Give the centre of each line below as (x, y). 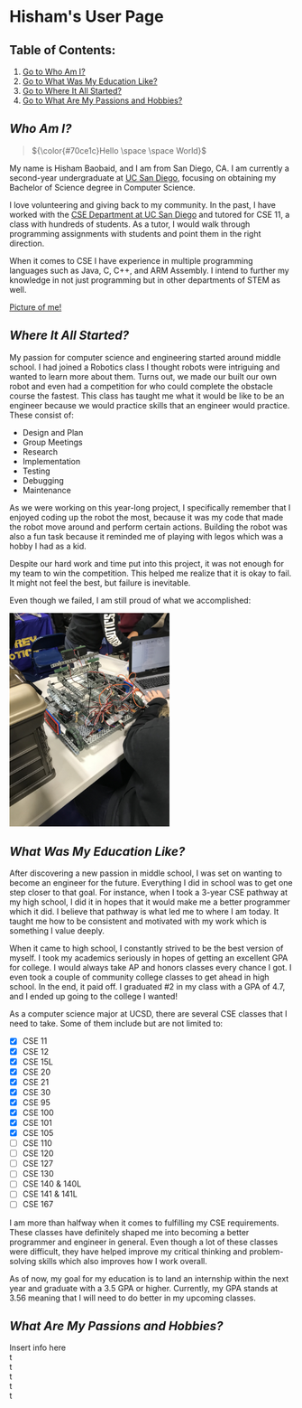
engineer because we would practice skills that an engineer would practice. (150, 405)
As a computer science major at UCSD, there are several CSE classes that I (148, 1014)
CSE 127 (38, 1164)
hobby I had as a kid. (48, 546)
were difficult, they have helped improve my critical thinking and (128, 1251)
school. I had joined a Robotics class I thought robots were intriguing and (145, 367)
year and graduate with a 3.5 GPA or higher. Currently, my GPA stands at (144, 1288)
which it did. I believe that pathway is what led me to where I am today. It (144, 912)
